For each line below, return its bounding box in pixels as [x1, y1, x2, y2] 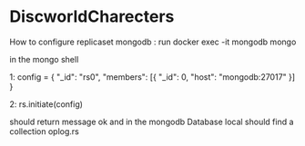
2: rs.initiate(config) [9, 98, 84, 110]
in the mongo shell [9, 54, 79, 64]
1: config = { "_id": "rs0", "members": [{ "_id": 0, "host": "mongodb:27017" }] [9, 71, 296, 83]
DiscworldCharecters [9, 6, 175, 27]
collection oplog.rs [9, 125, 79, 137]
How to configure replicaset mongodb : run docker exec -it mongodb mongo [9, 36, 297, 47]
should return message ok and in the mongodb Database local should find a [9, 116, 294, 127]
